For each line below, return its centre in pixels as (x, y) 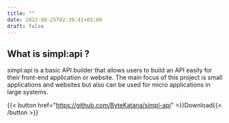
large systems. (28, 92)
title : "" (21, 13)
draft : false (26, 26)
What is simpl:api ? (49, 54)
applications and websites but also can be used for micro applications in (109, 85)
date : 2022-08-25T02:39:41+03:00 (55, 20)
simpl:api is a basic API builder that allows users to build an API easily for (110, 70)
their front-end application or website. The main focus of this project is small (115, 78)
